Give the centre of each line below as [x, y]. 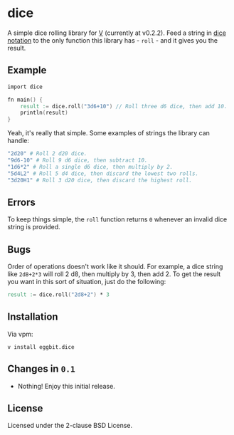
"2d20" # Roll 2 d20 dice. [47, 154]
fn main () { [25, 100]
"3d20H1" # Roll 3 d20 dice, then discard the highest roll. [100, 180]
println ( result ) [44, 113]
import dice [25, 87]
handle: [18, 141]
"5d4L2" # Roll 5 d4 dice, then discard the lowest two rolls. [103, 173]
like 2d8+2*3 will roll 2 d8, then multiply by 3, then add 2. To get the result [114, 274]
